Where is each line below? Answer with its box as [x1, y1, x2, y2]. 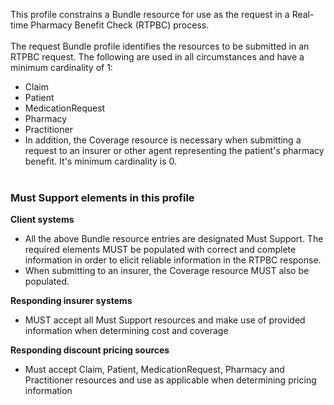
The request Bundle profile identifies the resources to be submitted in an [10, 40, 310, 52]
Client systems [10, 214, 75, 226]
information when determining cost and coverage [24, 325, 229, 337]
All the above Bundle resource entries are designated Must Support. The [24, 233, 324, 245]
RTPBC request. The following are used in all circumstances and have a [10, 51, 305, 63]
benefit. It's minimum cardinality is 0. [24, 155, 178, 167]
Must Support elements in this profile [10, 190, 195, 204]
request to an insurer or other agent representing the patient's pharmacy [24, 145, 325, 156]
